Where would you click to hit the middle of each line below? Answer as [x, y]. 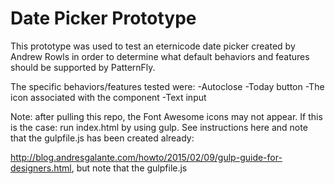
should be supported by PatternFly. [83, 67]
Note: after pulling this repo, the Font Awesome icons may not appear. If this [166, 116]
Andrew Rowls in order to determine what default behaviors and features [160, 56]
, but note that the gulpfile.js [129, 168]
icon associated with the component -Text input [108, 97]
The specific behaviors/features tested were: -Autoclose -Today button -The [167, 86]
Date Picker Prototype [103, 18]
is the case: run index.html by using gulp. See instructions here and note [159, 127]
